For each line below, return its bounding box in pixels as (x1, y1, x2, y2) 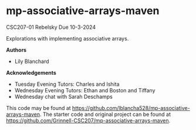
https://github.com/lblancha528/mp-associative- (72, 104, 190, 111)
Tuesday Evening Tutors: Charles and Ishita (14, 81, 120, 88)
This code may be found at (6, 104, 72, 111)
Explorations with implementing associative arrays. (6, 35, 129, 42)
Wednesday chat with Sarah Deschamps (14, 93, 113, 100)
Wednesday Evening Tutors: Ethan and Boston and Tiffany (14, 86, 156, 94)
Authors (6, 46, 27, 54)
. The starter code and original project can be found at (39, 111, 171, 118)
